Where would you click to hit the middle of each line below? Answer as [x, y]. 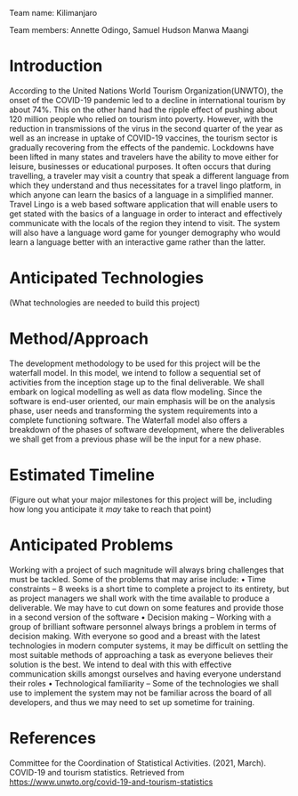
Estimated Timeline [82, 475]
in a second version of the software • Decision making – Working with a [140, 617]
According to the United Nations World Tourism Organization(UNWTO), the [146, 90]
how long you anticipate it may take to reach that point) [110, 509]
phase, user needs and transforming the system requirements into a [133, 410]
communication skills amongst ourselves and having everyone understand [145, 674]
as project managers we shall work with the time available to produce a [139, 598]
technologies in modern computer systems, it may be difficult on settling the [149, 646]
